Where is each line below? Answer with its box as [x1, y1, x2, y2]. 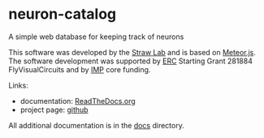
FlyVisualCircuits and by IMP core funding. [8, 64, 151, 74]
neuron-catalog [8, 5, 117, 24]
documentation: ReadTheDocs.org [19, 96, 136, 106]
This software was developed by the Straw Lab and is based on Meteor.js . [8, 47, 256, 57]
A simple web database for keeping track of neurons [8, 32, 184, 41]
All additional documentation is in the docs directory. [8, 120, 184, 130]
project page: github [19, 105, 89, 114]
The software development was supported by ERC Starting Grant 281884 [8, 56, 253, 66]
